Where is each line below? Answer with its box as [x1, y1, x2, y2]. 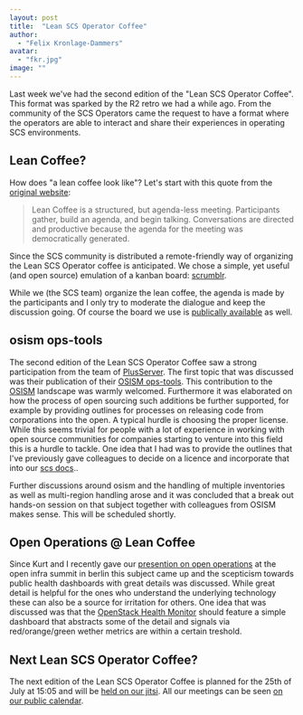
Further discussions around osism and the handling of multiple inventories [9, 480, 286, 491]
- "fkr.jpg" [17, 55, 63, 64]
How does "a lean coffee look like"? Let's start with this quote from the [9, 177, 273, 188]
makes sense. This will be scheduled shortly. [9, 508, 176, 520]
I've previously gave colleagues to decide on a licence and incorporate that [9, 453, 289, 464]
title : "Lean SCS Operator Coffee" [9, 22, 147, 31]
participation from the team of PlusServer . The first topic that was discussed [9, 366, 294, 377]
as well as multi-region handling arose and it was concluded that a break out [9, 489, 294, 500]
